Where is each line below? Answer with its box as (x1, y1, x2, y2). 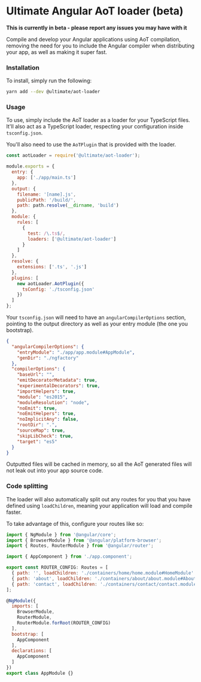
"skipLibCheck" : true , (17, 433, 74, 439)
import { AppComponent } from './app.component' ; (6, 554, 133, 560)
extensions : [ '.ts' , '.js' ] (17, 264, 87, 270)
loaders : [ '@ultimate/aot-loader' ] (28, 236, 117, 242)
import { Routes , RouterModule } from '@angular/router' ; (6, 543, 154, 549)
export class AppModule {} (6, 670, 74, 676)
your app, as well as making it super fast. (6, 48, 108, 55)
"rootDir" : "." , (17, 422, 58, 428)
